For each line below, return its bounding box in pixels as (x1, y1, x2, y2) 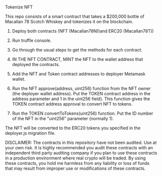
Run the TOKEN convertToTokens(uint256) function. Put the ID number (12, 110, 154, 116)
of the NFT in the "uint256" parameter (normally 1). (12, 116, 114, 121)
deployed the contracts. (12, 62, 60, 67)
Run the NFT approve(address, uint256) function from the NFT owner (12, 86, 151, 91)
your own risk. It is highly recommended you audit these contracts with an (5, 145, 153, 150)
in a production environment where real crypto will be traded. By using (5, 155, 146, 161)
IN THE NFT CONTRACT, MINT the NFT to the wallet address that (12, 56, 143, 62)
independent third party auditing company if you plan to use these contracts (5, 150, 158, 156)
